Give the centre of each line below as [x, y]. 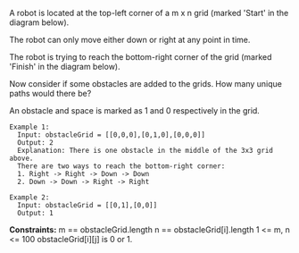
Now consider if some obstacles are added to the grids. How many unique [146, 84]
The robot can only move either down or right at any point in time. [130, 40]
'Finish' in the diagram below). [65, 67]
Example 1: [29, 127]
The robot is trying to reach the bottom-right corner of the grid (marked [141, 57]
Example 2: [29, 198]
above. [21, 158]
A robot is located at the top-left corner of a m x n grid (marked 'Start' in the [149, 13]
